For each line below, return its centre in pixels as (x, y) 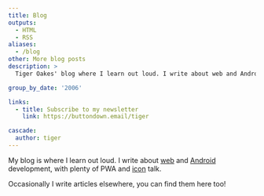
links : (19, 102)
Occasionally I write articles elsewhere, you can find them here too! (117, 183)
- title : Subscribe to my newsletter (77, 109)
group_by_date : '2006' (45, 88)
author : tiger (38, 138)
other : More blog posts (47, 60)
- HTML (26, 30)
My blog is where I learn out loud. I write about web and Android (112, 160)
